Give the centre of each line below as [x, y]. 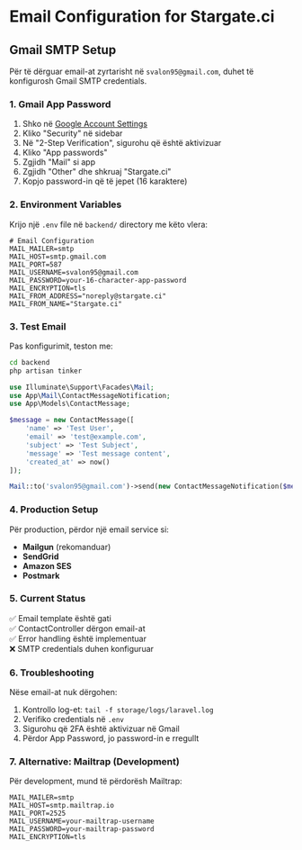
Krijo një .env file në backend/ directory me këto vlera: [109, 224]
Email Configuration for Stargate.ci [142, 17]
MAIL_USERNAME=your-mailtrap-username [82, 821]
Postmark [41, 575]
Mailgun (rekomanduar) [67, 547]
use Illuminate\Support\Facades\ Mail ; [82, 387]
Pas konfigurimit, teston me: [62, 346]
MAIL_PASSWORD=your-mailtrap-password [82, 829]
